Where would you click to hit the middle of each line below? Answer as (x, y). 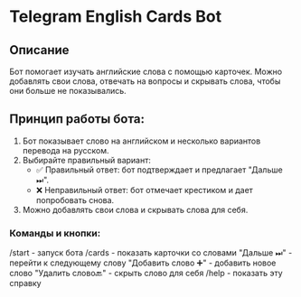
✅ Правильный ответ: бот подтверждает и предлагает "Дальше (159, 170)
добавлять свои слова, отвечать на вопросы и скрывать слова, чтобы (145, 81)
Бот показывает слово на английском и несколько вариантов (141, 141)
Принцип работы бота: (77, 119)
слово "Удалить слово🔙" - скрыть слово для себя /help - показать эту (146, 274)
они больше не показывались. (68, 91)
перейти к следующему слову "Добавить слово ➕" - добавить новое (143, 263)
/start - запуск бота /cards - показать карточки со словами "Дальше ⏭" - (151, 253)
